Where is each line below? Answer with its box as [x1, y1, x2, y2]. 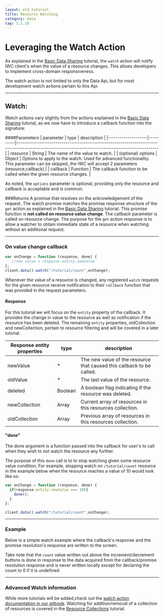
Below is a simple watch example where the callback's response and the [5, 537, 151, 543]
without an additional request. [5, 227, 65, 232]
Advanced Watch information [5, 584, 77, 591]
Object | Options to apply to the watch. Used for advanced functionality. [5, 156, 150, 161]
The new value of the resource [80, 356, 151, 363]
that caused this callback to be [80, 363, 151, 369]
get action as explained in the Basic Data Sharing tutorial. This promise [5, 206, 147, 211]
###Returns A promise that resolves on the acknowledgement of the [5, 195, 143, 201]
